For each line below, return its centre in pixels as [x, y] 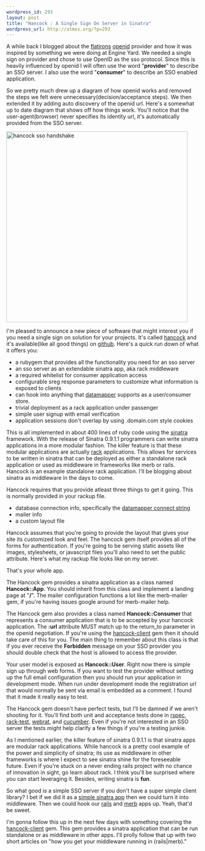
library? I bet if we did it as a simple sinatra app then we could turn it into [98, 797]
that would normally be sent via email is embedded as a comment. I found [99, 690]
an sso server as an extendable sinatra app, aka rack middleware [97, 369]
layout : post [23, 18]
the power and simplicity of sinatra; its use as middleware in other [89, 753]
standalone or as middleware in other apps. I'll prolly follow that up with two [101, 835]
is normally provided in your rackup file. [56, 496]
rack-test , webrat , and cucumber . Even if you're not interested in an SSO [98, 722]
